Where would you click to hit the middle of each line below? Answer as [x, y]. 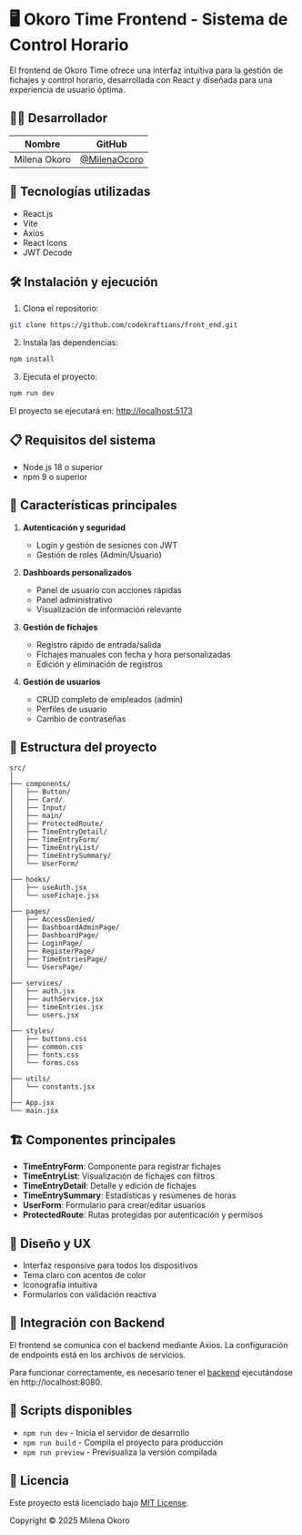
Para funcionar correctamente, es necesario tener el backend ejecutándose [151, 1372]
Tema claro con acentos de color [84, 1275]
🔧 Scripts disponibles [71, 1411]
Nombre [42, 144]
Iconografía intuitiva [60, 1285]
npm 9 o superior [55, 476]
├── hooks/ [30, 880]
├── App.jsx [32, 1103]
